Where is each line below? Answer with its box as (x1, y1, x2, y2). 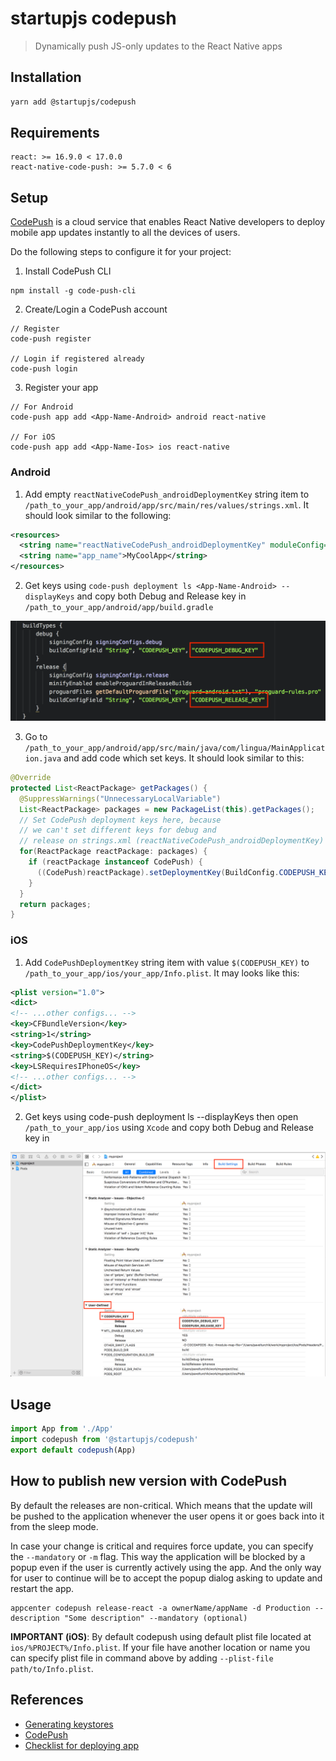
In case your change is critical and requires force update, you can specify (10, 1540, 314, 1552)
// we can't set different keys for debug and (19, 825, 217, 836)
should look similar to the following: (24, 509, 172, 521)
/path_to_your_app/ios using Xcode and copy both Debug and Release (24, 1122, 314, 1134)
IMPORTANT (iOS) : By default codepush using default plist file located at (10, 1630, 312, 1642)
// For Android (10, 402, 74, 412)
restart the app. (10, 1582, 75, 1594)
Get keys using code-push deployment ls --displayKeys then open (24, 1111, 299, 1123)
